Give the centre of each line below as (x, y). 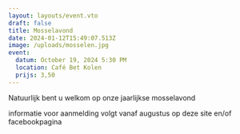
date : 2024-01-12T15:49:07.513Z (62, 38)
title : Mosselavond (41, 30)
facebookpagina (35, 121)
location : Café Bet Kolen (59, 68)
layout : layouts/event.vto (53, 16)
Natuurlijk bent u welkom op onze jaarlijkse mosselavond (102, 97)
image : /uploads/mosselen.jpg (59, 45)
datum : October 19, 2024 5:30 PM (71, 61)
